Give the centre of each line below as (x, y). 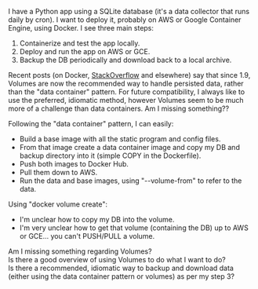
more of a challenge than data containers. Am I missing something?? (119, 108)
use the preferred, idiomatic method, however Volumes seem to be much (126, 100)
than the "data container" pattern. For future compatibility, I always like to (127, 92)
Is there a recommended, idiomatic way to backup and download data (121, 268)
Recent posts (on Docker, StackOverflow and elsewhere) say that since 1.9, (129, 75)
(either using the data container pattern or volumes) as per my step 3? (122, 276)
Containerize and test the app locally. (80, 43)
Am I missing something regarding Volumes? (80, 251)
